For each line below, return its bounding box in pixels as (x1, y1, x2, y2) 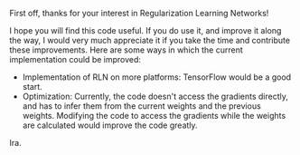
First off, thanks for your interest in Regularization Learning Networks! (9, 8, 269, 18)
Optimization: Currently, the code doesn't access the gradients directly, (22, 91, 289, 102)
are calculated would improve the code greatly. (22, 120, 198, 131)
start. (22, 82, 42, 92)
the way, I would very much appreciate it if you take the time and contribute (9, 35, 291, 45)
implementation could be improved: (9, 54, 142, 64)
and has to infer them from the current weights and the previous (22, 101, 262, 111)
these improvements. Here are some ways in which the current (9, 44, 244, 55)
